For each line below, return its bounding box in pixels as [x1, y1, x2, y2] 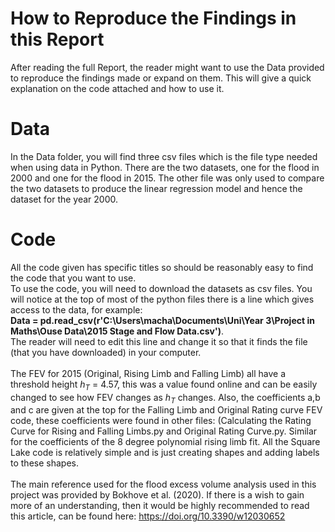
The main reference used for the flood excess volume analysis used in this [10, 478, 317, 491]
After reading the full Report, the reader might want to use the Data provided [10, 61, 325, 73]
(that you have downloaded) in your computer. [10, 346, 202, 358]
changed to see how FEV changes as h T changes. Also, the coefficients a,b [10, 391, 321, 406]
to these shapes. [10, 457, 79, 469]
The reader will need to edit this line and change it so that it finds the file [10, 335, 308, 347]
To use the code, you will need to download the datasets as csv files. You [10, 282, 313, 294]
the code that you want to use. [10, 272, 137, 284]
